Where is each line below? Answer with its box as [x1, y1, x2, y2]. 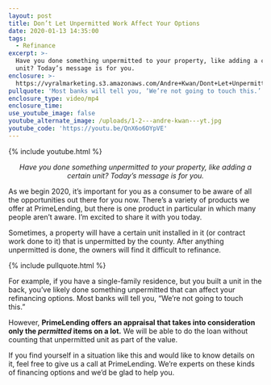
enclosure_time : [8, 102, 63, 110]
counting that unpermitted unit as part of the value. [8, 334, 178, 344]
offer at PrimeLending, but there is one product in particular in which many [8, 203, 256, 213]
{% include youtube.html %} [8, 146, 102, 156]
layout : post [8, 11, 52, 20]
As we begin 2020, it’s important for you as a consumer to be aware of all [8, 186, 252, 196]
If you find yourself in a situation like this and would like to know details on [8, 350, 256, 360]
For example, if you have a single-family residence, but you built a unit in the [8, 276, 262, 286]
